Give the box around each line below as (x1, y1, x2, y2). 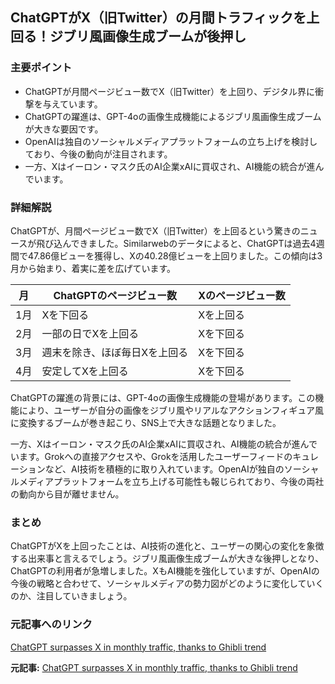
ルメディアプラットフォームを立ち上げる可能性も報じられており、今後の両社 (10, 475, 325, 487)
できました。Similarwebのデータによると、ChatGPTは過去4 (70, 237, 317, 249)
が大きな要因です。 (24, 123, 104, 135)
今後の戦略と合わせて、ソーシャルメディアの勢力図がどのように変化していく (10, 578, 325, 590)
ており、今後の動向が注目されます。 (24, 148, 173, 160)
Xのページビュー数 (198, 288, 286, 302)
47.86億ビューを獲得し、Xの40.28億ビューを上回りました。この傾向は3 (27, 249, 323, 262)
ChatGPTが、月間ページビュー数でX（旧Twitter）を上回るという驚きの (10, 224, 301, 237)
